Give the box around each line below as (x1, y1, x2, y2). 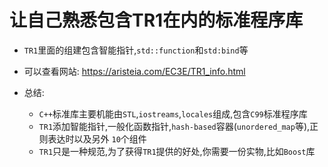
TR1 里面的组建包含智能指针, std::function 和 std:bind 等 (23, 44, 249, 56)
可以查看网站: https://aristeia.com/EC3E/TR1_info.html (23, 65, 246, 77)
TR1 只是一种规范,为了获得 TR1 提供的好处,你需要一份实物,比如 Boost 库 (38, 145, 316, 157)
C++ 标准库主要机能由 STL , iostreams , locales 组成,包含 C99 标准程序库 (38, 107, 308, 120)
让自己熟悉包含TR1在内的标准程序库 (9, 9, 304, 32)
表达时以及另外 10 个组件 (47, 132, 147, 145)
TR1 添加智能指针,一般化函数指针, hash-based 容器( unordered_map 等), (38, 120, 311, 132)
